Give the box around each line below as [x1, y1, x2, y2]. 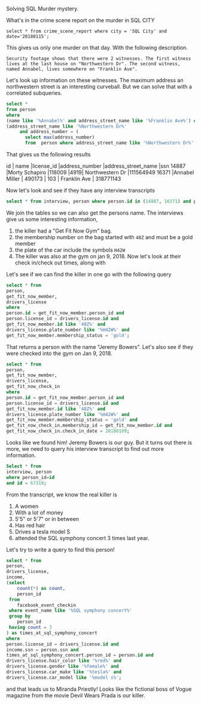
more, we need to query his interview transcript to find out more [6, 445, 165, 452]
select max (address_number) [25, 134, 95, 140]
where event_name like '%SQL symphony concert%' [8, 608, 133, 614]
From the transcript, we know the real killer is [6, 491, 118, 498]
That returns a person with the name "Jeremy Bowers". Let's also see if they [6, 343, 193, 350]
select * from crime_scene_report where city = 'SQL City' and [6, 28, 167, 34]
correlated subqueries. [6, 89, 63, 97]
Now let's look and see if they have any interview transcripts [6, 187, 156, 194]
